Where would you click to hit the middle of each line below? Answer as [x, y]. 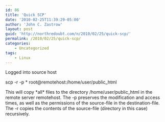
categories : [18, 44]
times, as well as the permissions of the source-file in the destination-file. [82, 103]
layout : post [19, 29]
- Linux [22, 58]
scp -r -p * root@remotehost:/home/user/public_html [61, 82]
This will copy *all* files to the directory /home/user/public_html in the [79, 92]
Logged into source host [31, 72]
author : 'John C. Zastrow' [34, 24]
